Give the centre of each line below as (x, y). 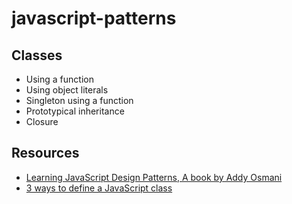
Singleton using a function (79, 100)
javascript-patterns (94, 18)
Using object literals (67, 90)
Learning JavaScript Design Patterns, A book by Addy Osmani (154, 177)
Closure (42, 121)
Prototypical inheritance (75, 111)
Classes (37, 55)
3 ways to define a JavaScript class (99, 188)
